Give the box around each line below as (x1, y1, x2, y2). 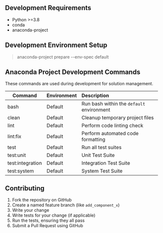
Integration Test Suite (81, 160, 130, 167)
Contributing (5, 184, 45, 192)
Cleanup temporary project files (81, 114, 154, 121)
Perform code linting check (81, 122, 144, 129)
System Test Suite (81, 168, 123, 174)
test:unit (7, 152, 26, 159)
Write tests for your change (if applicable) (12, 213, 96, 218)
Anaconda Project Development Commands (5, 68, 141, 77)
